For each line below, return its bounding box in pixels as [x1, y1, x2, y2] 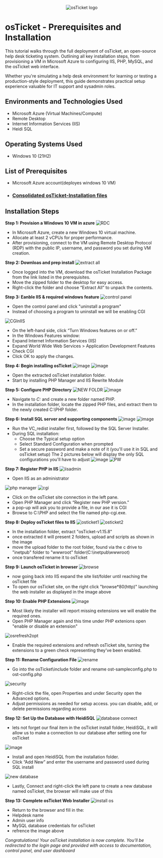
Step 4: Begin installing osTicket [5, 363, 72, 369]
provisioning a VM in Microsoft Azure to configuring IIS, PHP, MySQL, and [5, 58, 153, 64]
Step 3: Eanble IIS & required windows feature [5, 294, 100, 300]
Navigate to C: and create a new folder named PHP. [12, 396, 116, 402]
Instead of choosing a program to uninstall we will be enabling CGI [12, 309, 145, 315]
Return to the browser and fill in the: [12, 807, 84, 813]
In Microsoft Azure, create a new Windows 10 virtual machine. [12, 229, 136, 236]
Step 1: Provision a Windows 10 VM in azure [5, 220, 95, 226]
